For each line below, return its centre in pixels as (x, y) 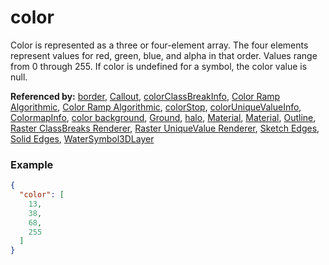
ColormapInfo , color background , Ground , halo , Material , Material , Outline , (163, 117)
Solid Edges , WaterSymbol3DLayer (82, 138)
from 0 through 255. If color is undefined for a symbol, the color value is (159, 66)
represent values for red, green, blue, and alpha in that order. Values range (164, 55)
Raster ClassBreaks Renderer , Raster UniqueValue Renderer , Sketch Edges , (165, 128)
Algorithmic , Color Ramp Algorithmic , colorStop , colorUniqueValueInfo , (156, 107)
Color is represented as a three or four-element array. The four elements (159, 45)
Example (32, 164)
